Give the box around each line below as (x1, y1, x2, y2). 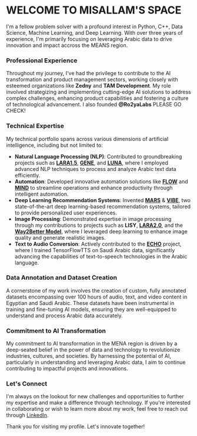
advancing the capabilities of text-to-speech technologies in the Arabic (14, 253, 188, 260)
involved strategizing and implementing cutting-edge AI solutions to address (6, 89, 191, 96)
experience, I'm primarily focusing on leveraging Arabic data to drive (6, 35, 172, 42)
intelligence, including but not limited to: (6, 142, 103, 149)
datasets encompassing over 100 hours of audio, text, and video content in (6, 293, 188, 300)
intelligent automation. (14, 190, 69, 197)
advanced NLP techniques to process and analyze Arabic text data (14, 165, 176, 172)
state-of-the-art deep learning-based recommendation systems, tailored (14, 203, 191, 210)
